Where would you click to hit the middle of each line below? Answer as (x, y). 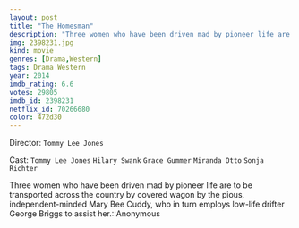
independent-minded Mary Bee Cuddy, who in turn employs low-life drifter (147, 204)
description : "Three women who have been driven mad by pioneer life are (150, 34)
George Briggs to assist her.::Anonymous (85, 214)
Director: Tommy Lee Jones (57, 143)
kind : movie (31, 51)
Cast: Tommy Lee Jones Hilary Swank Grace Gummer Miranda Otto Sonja (137, 160)
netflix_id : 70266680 (50, 109)
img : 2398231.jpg (42, 42)
